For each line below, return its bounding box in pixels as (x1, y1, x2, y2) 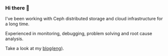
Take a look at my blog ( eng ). (5, 46, 64, 52)
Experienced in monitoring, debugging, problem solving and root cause (5, 31, 152, 37)
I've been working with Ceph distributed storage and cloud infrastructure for (5, 16, 163, 22)
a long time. (5, 21, 30, 27)
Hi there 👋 (5, 4, 30, 11)
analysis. (5, 36, 24, 42)
